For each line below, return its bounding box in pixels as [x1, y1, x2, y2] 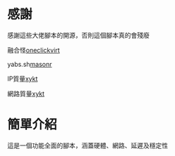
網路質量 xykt [7, 89, 44, 98]
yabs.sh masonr [7, 60, 52, 68]
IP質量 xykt [7, 74, 38, 83]
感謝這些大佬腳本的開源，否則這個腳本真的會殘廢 [7, 31, 150, 39]
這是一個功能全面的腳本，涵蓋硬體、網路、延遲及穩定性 [7, 141, 168, 150]
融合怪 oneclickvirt [7, 46, 60, 54]
